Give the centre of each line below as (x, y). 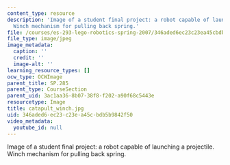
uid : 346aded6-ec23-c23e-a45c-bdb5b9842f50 (70, 115)
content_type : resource (41, 13)
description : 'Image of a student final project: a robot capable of (108, 20)
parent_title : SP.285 (38, 83)
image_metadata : (30, 45)
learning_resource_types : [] (49, 70)
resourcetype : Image (37, 102)
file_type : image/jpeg (39, 39)
